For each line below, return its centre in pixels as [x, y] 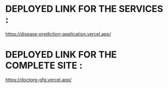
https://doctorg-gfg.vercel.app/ [39, 79]
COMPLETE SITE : [44, 66]
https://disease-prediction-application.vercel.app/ [58, 34]
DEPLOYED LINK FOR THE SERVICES [84, 9]
